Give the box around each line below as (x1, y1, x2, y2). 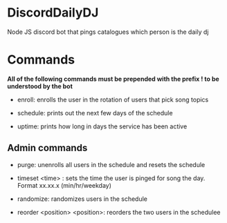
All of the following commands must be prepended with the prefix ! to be (7, 75, 219, 83)
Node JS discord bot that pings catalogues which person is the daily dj (7, 28, 209, 36)
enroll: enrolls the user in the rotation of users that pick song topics (17, 95, 209, 104)
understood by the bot (7, 81, 73, 90)
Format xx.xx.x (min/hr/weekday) (17, 181, 112, 189)
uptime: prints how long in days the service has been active (17, 122, 188, 130)
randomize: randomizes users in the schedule (17, 195, 147, 203)
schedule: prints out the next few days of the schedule (17, 108, 173, 117)
